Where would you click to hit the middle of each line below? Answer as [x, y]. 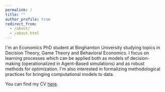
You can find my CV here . [32, 84]
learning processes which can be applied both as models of [67, 58]
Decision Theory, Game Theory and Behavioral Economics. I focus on [77, 53]
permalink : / [19, 10]
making [13, 64]
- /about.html [24, 33]
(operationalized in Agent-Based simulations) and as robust [83, 64]
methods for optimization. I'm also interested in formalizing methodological [83, 69]
